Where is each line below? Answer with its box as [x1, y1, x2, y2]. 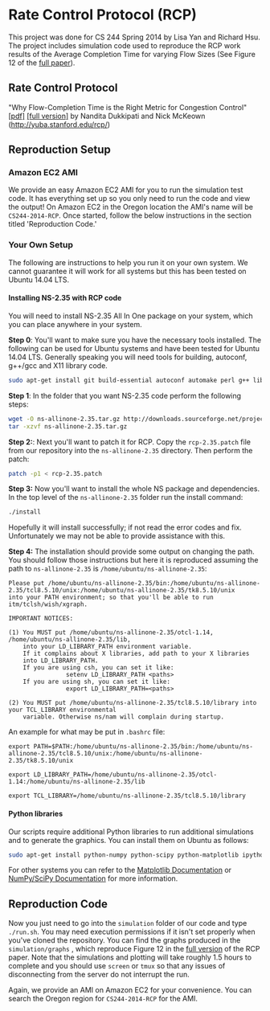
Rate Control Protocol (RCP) [8, 6, 197, 24]
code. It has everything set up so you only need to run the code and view [8, 194, 251, 203]
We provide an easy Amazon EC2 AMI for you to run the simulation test [8, 185, 243, 194]
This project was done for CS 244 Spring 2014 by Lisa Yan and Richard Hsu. [8, 32, 261, 42]
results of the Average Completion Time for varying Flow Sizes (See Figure [8, 49, 256, 59]
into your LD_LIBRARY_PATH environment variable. [22, 643, 193, 651]
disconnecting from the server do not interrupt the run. [8, 970, 190, 980]
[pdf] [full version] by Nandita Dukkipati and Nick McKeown [8, 111, 206, 121]
